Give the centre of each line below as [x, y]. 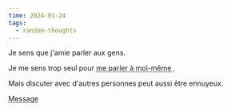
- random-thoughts [46, 30]
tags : [17, 23]
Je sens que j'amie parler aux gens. [67, 53]
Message [24, 99]
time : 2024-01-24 [37, 15]
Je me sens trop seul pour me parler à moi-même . [92, 68]
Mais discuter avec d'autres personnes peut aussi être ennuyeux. [116, 83]
